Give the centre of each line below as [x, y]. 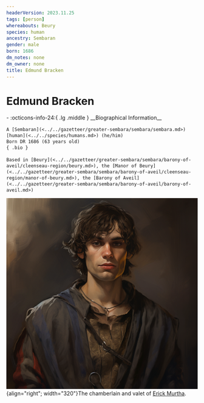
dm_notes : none [25, 58]
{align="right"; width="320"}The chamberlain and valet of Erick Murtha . [96, 393]
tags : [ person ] [25, 19]
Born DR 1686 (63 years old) [43, 142]
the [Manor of [119, 166]
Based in [17, 160]
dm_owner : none [25, 64]
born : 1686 [20, 52]
